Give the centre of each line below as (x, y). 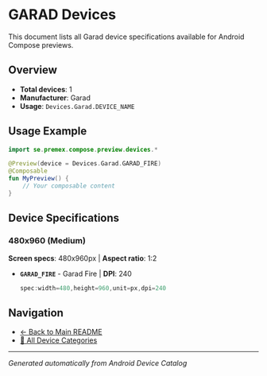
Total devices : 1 (46, 89)
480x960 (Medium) (47, 241)
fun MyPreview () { (39, 179)
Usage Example (48, 132)
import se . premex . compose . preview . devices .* (83, 149)
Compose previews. (41, 45)
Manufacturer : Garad (55, 98)
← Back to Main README (61, 332)
